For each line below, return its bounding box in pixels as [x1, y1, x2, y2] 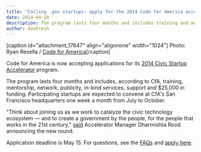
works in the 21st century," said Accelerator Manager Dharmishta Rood [6, 121, 181, 129]
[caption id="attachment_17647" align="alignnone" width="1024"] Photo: [6, 42, 186, 49]
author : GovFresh [6, 25, 50, 32]
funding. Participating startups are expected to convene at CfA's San [6, 90, 175, 98]
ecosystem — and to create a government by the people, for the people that [6, 115, 194, 122]
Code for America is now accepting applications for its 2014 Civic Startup [6, 60, 187, 67]
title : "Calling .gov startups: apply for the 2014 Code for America [6, 8, 184, 15]
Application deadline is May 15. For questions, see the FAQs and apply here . [6, 139, 193, 147]
